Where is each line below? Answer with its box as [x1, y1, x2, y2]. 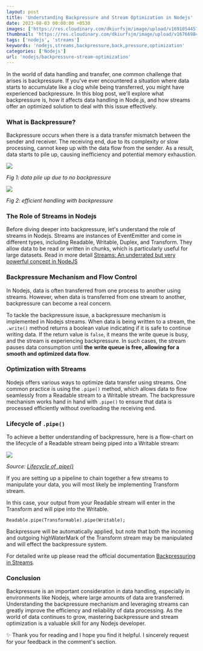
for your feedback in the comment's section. [6, 638, 117, 646]
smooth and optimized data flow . [6, 350, 91, 357]
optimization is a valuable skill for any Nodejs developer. [6, 620, 146, 627]
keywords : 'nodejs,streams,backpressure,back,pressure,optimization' [6, 43, 185, 49]
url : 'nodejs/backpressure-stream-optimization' [6, 54, 131, 60]
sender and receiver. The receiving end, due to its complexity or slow [6, 137, 179, 145]
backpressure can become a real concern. [6, 299, 112, 307]
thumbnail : [6, 31, 34, 38]
